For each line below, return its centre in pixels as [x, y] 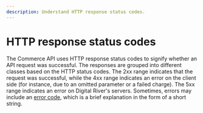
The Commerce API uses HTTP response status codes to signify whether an [102, 59]
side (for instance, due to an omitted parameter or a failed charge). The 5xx [101, 84]
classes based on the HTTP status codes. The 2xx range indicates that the [100, 71]
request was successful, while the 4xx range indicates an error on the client [101, 78]
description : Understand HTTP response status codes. [76, 12]
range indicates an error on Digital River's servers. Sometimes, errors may [99, 91]
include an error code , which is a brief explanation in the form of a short [96, 97]
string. [14, 103]
